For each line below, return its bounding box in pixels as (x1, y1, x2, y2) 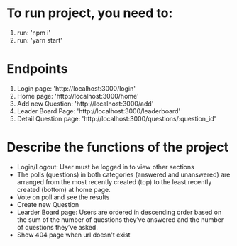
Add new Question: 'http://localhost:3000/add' (16, 99, 154, 108)
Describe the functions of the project (6, 140, 228, 155)
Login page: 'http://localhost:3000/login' (16, 84, 136, 93)
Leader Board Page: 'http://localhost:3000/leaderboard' (16, 106, 181, 115)
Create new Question (16, 200, 79, 208)
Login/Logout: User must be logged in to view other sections (16, 162, 194, 171)
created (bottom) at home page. (16, 185, 111, 194)
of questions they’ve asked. (16, 223, 99, 231)
